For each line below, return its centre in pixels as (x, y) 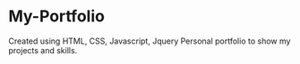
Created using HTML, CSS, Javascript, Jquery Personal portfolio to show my (150, 41)
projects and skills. (43, 50)
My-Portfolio (56, 16)
